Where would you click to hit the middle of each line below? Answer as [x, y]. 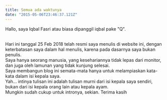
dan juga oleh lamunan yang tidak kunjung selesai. [57, 65]
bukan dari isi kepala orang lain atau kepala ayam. [57, 86]
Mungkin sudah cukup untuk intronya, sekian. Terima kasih [66, 92]
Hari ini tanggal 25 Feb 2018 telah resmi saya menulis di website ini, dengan [83, 44]
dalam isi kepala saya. [38, 76]
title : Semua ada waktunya [33, 10]
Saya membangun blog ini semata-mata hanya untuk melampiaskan [75, 70]
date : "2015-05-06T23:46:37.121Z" [41, 15]
